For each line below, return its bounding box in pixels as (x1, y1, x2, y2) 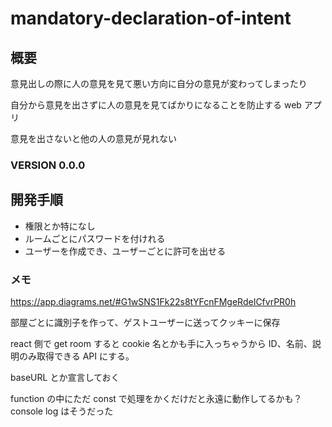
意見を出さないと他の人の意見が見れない (10, 133, 177, 144)
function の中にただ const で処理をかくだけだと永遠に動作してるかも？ (10, 393, 303, 405)
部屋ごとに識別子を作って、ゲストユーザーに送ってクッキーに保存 (10, 317, 281, 329)
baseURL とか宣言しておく (10, 372, 120, 384)
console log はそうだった (10, 405, 114, 417)
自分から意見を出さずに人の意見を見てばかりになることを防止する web (10, 99, 302, 111)
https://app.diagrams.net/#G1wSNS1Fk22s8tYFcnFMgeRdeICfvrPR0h (10, 296, 297, 308)
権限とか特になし (24, 220, 96, 232)
